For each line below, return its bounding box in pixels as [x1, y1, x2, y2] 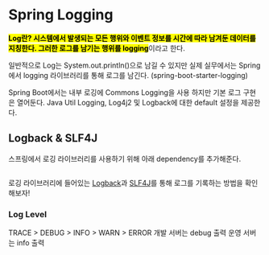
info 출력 [16, 238, 45, 248]
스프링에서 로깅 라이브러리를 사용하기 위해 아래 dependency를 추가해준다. [8, 154, 242, 163]
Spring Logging [8, 6, 114, 24]
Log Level [8, 208, 47, 220]
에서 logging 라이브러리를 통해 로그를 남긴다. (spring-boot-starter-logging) [8, 70, 248, 80]
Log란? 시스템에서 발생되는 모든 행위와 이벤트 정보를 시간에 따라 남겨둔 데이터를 [8, 33, 256, 43]
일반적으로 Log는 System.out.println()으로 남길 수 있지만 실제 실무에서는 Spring [8, 60, 261, 70]
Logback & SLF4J [8, 131, 98, 146]
